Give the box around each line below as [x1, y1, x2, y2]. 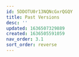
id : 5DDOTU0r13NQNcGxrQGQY [6, 8, 73, 15]
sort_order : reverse [6, 42, 58, 48]
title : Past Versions [6, 14, 60, 20]
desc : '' [6, 20, 28, 26]
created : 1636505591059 [6, 31, 65, 37]
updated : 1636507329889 [6, 25, 65, 31]
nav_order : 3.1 [6, 36, 44, 42]
